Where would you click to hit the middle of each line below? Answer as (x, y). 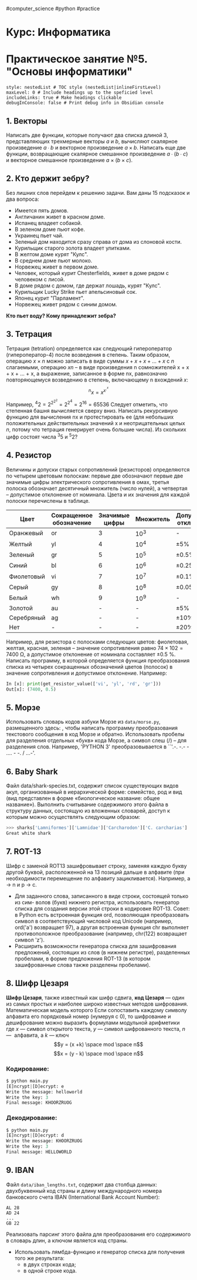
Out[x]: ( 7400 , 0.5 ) (31, 689)
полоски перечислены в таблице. (48, 500)
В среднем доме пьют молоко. (53, 260)
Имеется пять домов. (41, 210)
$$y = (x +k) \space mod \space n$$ (98, 1044)
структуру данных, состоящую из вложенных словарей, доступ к (88, 811)
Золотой (21, 608)
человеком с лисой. (40, 279)
